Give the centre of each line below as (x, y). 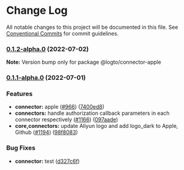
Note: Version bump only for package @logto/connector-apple (84, 62)
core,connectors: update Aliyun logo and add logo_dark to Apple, (96, 126)
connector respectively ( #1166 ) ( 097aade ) (67, 120)
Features (19, 94)
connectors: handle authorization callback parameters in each (92, 113)
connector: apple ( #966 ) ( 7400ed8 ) (60, 107)
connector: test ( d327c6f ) (47, 161)
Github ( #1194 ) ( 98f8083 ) (46, 132)
